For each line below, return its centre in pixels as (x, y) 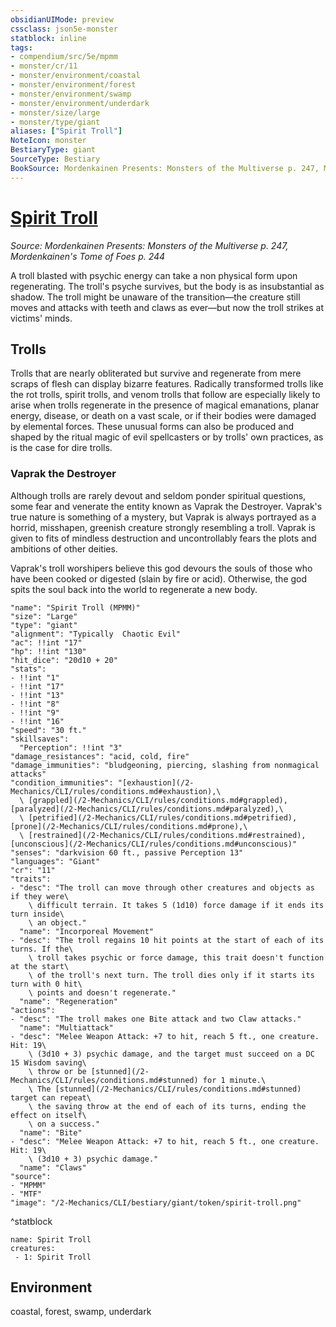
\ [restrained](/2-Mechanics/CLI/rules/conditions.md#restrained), (163, 835)
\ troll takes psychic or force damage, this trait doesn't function (176, 957)
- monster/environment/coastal (75, 76)
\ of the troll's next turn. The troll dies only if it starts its (171, 975)
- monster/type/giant (55, 122)
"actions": (33, 1010)
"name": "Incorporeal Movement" (87, 931)
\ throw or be (57, 1071)
